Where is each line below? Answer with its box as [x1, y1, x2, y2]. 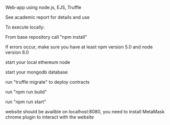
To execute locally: [5, 24, 45, 30]
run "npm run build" [5, 89, 47, 95]
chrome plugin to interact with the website [5, 114, 94, 120]
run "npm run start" [5, 99, 46, 105]
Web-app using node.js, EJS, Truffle [5, 5, 82, 10]
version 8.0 [5, 49, 29, 55]
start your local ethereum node [5, 59, 70, 65]
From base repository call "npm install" [5, 34, 87, 40]
